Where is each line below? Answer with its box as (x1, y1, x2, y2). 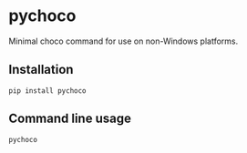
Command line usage (8, 111, 131, 127)
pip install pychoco (8, 86, 87, 96)
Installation (8, 62, 74, 77)
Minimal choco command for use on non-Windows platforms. (8, 36, 239, 46)
